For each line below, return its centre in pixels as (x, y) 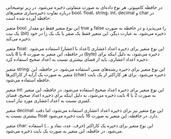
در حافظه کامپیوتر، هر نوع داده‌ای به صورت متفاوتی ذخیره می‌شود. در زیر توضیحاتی (84, 7)
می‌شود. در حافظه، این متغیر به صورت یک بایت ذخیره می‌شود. (65, 131)
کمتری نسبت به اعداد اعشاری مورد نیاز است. (48, 100)
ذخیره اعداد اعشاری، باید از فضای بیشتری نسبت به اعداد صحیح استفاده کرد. (77, 59)
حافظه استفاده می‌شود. (28, 80)
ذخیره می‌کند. (19, 39)
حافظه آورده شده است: (28, 18)
